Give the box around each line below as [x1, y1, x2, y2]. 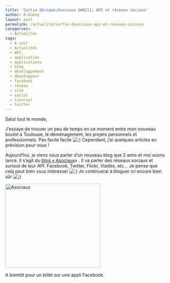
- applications [10, 60, 42, 65]
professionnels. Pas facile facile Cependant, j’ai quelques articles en [5, 137, 157, 143]
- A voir [10, 41, 28, 46]
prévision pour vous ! [5, 142, 50, 148]
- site [10, 88, 24, 93]
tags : [5, 36, 17, 41]
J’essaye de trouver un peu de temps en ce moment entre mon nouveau [5, 126, 156, 132]
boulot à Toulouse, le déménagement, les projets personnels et [5, 131, 137, 137]
